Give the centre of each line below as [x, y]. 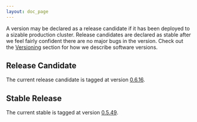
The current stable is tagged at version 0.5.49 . [62, 113]
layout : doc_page [27, 11]
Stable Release [34, 98]
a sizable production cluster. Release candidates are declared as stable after [98, 34]
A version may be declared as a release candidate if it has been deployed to [98, 28]
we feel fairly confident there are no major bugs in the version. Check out [95, 41]
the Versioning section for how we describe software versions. [82, 47]
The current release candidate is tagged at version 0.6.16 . [76, 80]
